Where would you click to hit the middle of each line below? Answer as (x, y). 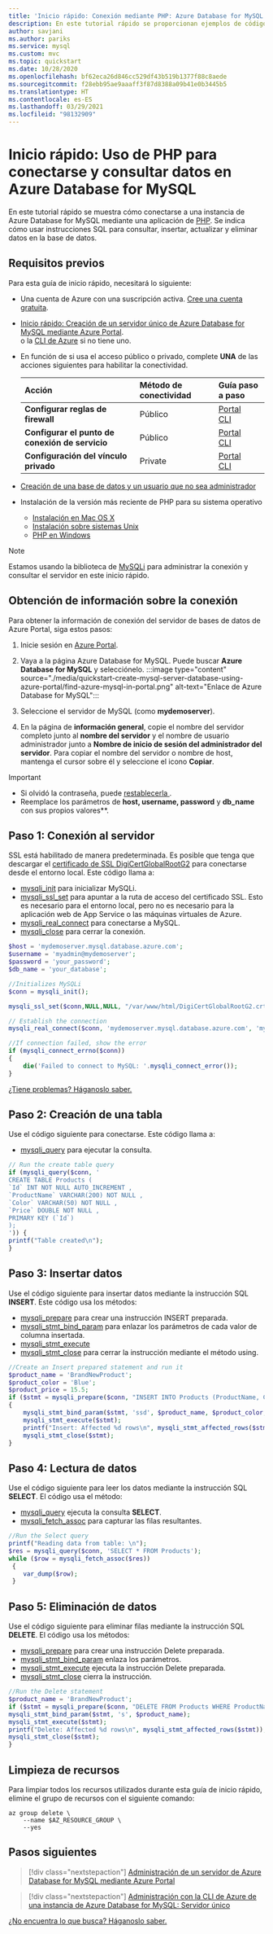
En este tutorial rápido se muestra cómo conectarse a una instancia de (127, 212)
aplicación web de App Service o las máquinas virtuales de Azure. (131, 914)
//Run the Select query (49, 1536)
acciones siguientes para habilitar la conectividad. (104, 365)
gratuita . (34, 307)
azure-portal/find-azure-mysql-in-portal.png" (97, 686)
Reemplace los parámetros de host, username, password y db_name (137, 801)
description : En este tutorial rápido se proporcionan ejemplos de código (138, 24)
